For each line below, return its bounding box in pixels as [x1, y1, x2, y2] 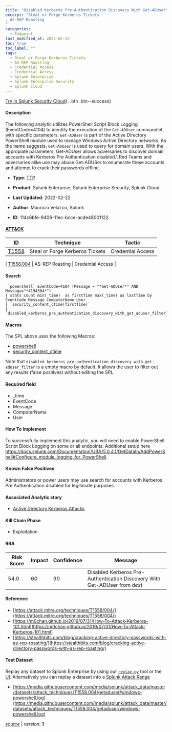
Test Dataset [5, 657, 33, 663]
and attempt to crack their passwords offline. [5, 165, 100, 171]
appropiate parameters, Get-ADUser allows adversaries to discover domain [5, 148, 164, 154]
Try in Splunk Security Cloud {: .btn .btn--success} [5, 98, 112, 104]
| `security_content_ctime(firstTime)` [5, 302, 91, 307]
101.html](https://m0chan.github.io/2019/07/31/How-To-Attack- [12, 623, 146, 629]
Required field [5, 381, 36, 387]
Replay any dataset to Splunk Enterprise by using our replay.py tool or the [5, 668, 162, 675]
